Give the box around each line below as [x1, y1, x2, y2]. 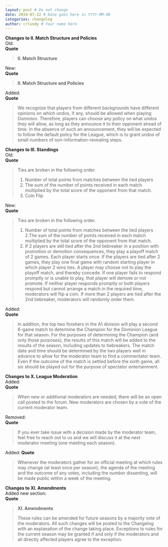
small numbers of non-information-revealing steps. [17, 137, 122, 143]
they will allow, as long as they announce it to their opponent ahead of [17, 121, 161, 127]
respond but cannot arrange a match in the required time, [24, 286, 143, 292]
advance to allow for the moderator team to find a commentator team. [17, 353, 161, 359]
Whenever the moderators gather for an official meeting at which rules [17, 459, 162, 465]
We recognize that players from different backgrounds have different [17, 105, 159, 111]
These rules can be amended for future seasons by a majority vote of [17, 515, 161, 521]
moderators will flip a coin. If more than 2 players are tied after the [24, 291, 161, 297]
